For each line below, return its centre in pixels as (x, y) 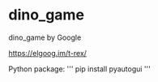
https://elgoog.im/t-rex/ (48, 53)
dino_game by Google (45, 37)
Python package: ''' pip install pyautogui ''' (80, 69)
